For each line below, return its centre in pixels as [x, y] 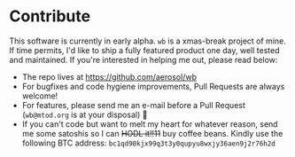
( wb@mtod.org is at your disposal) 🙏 [85, 114]
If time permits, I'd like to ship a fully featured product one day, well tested [145, 50]
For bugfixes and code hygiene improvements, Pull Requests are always [153, 86]
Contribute [50, 16]
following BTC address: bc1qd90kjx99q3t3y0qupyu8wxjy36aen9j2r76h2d [149, 143]
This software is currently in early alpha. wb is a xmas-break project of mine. [147, 41]
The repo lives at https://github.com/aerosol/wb [109, 76]
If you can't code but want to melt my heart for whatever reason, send [150, 124]
